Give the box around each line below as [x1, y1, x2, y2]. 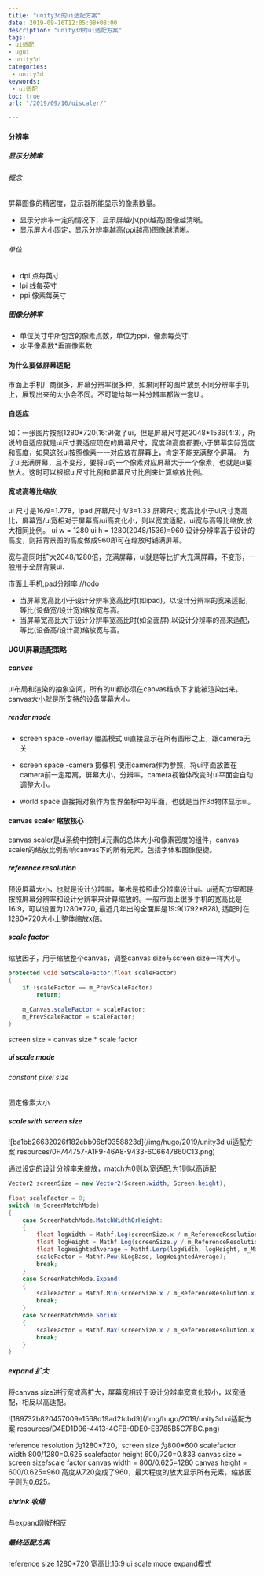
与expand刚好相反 [8, 1518, 67, 1528]
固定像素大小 [8, 1097, 49, 1108]
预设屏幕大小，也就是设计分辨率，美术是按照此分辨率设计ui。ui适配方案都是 [8, 884, 254, 893]
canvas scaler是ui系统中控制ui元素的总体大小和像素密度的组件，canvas [8, 835, 240, 844]
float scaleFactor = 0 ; [8, 1194, 86, 1202]
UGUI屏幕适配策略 [8, 644, 67, 654]
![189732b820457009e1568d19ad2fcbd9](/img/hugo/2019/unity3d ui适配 [8, 1414, 245, 1424]
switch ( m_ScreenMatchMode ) [8, 1202, 101, 1209]
